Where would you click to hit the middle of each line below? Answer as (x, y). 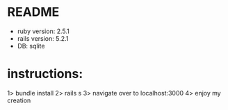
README (33, 12)
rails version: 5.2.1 (43, 38)
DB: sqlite (31, 46)
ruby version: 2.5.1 (43, 31)
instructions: (45, 74)
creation (19, 100)
